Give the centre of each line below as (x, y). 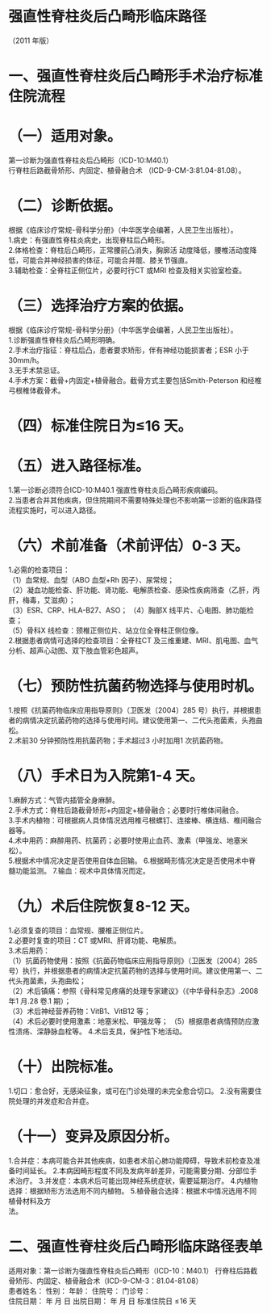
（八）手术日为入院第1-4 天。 (106, 776)
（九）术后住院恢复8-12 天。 (103, 907)
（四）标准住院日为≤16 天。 (100, 426)
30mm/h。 (26, 360)
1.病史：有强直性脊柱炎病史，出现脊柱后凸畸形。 (89, 240)
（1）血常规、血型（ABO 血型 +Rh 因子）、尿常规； (92, 580)
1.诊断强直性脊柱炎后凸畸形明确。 (64, 339)
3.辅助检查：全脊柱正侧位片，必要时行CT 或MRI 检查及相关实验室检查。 (127, 270)
